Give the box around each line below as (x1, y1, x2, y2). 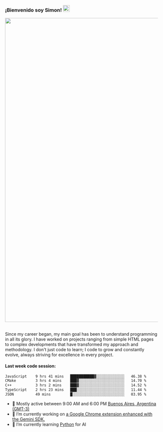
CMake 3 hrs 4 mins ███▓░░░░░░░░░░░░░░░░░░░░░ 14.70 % (5, 378, 147, 383)
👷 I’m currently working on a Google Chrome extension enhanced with (12, 411, 153, 417)
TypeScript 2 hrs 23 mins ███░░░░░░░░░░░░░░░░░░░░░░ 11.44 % (5, 387, 147, 393)
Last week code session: (5, 363, 56, 369)
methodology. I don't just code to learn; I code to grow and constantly (5, 347, 145, 353)
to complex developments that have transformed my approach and (5, 342, 138, 347)
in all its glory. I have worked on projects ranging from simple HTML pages (5, 336, 154, 342)
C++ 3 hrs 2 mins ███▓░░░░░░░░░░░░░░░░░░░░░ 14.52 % (5, 383, 147, 388)
